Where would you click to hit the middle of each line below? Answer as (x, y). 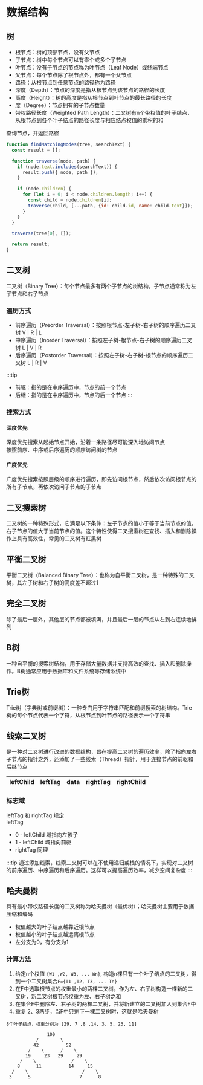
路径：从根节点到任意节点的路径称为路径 (65, 83)
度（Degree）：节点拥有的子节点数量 (60, 105)
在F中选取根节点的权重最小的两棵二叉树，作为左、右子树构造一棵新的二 (104, 988)
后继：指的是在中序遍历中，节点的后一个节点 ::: (74, 395)
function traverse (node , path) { (54, 161)
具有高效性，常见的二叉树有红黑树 (59, 539)
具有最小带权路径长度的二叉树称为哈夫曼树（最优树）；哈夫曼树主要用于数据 (100, 907)
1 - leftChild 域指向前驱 (43, 842)
